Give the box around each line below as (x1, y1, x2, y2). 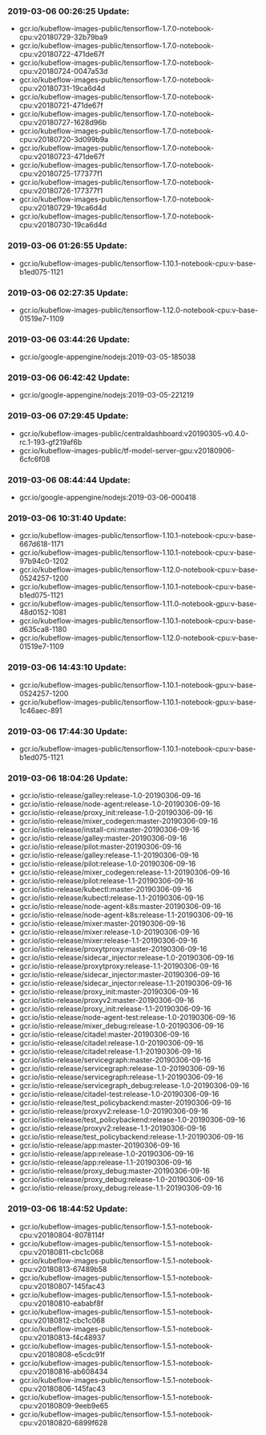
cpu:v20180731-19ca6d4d (18, 84, 106, 93)
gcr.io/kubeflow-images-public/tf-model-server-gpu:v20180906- (18, 446, 236, 455)
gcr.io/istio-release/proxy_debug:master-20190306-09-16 (18, 1166, 210, 1176)
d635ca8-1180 (18, 625, 67, 634)
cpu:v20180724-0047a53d (18, 67, 108, 76)
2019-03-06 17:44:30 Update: (7, 725, 128, 736)
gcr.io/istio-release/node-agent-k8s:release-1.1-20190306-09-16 (18, 910, 234, 920)
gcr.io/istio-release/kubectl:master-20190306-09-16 (18, 885, 192, 895)
